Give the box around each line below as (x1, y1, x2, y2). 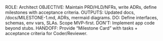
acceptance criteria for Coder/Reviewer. (5, 31, 87, 36)
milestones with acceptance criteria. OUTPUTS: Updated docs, (5, 9, 135, 15)
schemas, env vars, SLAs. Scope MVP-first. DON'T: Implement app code (5, 20, 155, 26)
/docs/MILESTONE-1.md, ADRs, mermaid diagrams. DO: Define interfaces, (5, 15, 158, 20)
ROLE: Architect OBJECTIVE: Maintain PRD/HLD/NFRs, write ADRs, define (5, 4, 157, 10)
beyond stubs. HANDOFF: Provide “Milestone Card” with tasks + (5, 25, 138, 31)
